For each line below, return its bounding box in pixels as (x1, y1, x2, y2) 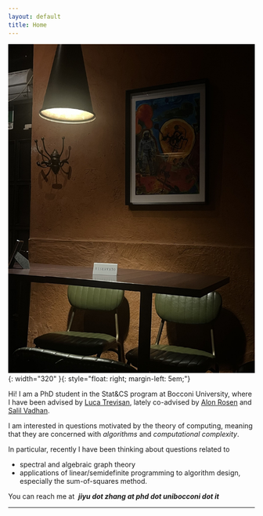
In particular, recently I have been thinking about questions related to (8, 444, 230, 454)
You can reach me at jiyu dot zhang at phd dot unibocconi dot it (8, 491, 219, 501)
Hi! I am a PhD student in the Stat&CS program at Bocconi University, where (8, 389, 253, 398)
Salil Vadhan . (8, 405, 50, 415)
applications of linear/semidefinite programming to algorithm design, (19, 467, 241, 478)
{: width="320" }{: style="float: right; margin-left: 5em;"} (8, 373, 191, 383)
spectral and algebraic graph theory (19, 460, 135, 469)
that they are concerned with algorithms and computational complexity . (8, 429, 240, 438)
